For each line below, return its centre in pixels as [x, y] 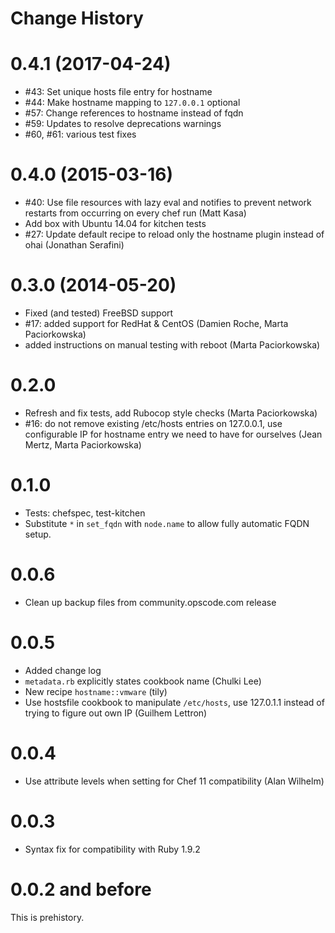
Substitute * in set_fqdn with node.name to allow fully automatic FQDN [167, 523]
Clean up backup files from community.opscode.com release [150, 602]
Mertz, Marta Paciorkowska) [83, 444]
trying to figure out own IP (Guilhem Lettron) [116, 713]
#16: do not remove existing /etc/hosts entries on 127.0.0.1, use [153, 423]
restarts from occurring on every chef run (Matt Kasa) [135, 213]
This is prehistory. [47, 917]
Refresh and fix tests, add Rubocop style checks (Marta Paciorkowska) [171, 413]
